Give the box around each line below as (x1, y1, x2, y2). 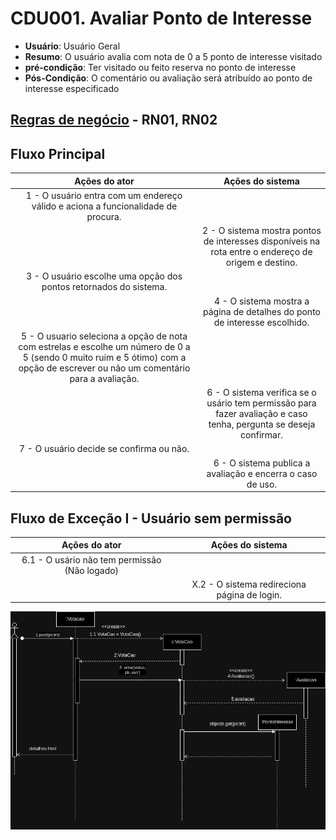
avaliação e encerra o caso (206, 467, 318, 479)
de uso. (246, 478, 278, 490)
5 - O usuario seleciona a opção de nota (20, 330, 188, 342)
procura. (86, 210, 122, 222)
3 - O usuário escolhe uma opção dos (25, 270, 183, 282)
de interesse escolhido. (213, 316, 310, 328)
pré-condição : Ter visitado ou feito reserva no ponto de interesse (24, 61, 297, 73)
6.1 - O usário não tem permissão (21, 553, 162, 566)
